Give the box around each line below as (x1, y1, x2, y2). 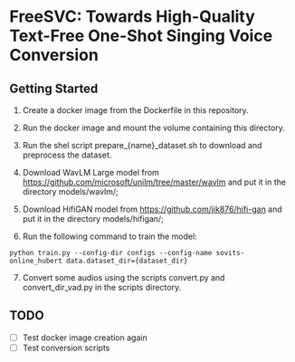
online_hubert (9, 256, 63, 265)
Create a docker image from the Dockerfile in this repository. (22, 105, 249, 115)
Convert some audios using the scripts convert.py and (22, 272, 225, 282)
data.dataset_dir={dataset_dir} (66, 256, 188, 265)
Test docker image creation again (22, 332, 147, 343)
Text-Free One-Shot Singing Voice (9, 25, 273, 46)
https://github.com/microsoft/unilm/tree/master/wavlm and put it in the (22, 176, 287, 187)
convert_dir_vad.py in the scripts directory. (22, 282, 182, 292)
